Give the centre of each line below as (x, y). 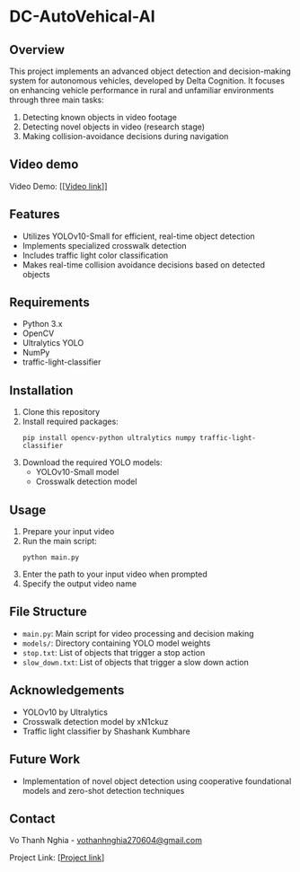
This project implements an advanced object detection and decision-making (150, 71)
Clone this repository (61, 412)
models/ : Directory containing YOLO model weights (116, 643)
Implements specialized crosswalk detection (104, 245)
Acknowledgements (67, 690)
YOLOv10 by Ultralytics (65, 712)
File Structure (48, 612)
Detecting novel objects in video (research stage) (113, 127)
